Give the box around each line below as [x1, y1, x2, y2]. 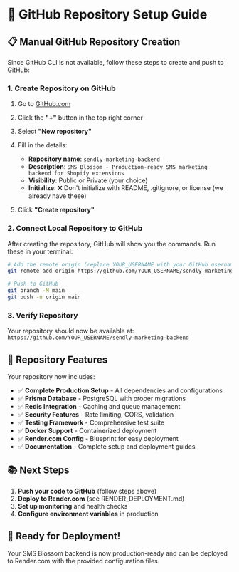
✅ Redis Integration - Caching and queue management [17, 402, 181, 411]
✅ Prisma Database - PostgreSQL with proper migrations [17, 395, 186, 403]
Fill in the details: [17, 141, 68, 150]
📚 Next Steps [7, 464, 70, 477]
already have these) [28, 192, 87, 200]
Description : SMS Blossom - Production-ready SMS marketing [28, 162, 208, 171]
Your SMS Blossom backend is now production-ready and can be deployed [7, 548, 228, 558]
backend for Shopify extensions [28, 170, 124, 177]
